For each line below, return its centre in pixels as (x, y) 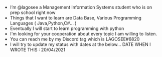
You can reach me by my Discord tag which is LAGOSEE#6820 (75, 39)
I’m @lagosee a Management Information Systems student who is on (81, 7)
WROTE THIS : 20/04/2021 (38, 50)
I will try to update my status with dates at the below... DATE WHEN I (80, 44)
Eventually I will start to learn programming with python (67, 28)
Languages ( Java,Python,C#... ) (43, 23)
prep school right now (33, 12)
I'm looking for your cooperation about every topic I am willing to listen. (83, 34)
